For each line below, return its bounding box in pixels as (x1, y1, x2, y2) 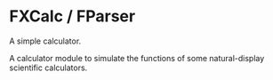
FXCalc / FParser (9, 6, 136, 27)
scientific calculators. (9, 62, 88, 73)
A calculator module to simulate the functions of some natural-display (9, 52, 265, 63)
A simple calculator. (9, 36, 82, 46)
